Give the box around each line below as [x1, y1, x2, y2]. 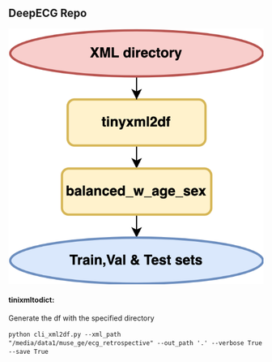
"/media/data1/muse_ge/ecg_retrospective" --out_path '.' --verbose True [8, 339, 263, 347]
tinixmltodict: [8, 295, 55, 305]
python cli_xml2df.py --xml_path [8, 330, 121, 339]
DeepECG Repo [8, 6, 87, 20]
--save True [8, 348, 49, 356]
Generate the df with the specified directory [8, 313, 155, 323]
